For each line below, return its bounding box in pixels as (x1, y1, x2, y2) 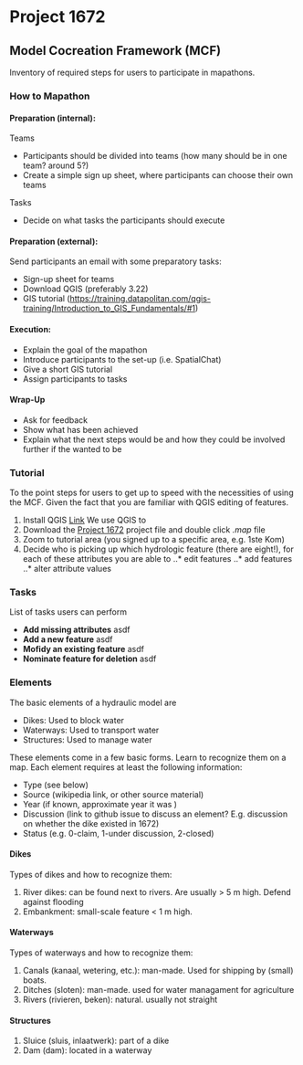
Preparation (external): (9, 236, 99, 247)
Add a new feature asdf (22, 634, 113, 645)
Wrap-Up (9, 395, 46, 406)
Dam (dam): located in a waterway (22, 1045, 152, 1056)
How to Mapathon (9, 90, 90, 102)
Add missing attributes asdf (22, 624, 131, 636)
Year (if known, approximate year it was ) (22, 798, 178, 809)
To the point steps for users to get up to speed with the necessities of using (9, 487, 294, 499)
